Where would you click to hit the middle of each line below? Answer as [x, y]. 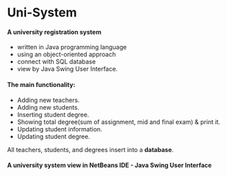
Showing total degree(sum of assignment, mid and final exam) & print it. [119, 122]
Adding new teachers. [48, 100]
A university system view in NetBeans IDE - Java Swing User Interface [109, 165]
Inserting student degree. [53, 114]
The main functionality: [41, 84]
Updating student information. [60, 129]
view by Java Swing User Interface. [67, 69]
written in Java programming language [72, 47]
